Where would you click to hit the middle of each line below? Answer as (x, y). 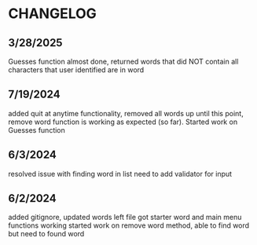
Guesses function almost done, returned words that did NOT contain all (123, 61)
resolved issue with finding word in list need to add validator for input (120, 174)
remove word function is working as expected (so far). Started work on (123, 122)
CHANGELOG (52, 14)
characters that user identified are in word (76, 70)
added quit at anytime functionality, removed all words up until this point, (126, 113)
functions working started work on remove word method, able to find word (129, 225)
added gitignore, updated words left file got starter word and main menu (125, 218)
